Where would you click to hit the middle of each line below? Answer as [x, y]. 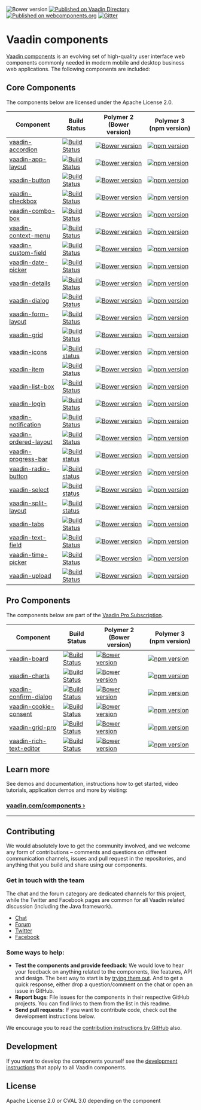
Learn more [28, 769]
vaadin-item [27, 369]
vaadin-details [30, 283]
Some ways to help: [35, 952]
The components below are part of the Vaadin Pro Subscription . [85, 615]
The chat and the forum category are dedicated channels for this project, [96, 894]
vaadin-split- [28, 503]
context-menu [30, 235]
